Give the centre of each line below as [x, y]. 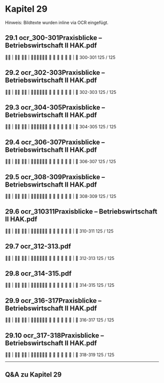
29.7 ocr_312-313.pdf [38, 246]
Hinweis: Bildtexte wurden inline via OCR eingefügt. [57, 22]
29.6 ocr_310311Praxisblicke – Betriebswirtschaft [81, 212]
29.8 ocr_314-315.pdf [38, 274]
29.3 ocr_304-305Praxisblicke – [55, 107]
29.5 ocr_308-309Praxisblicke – [55, 177]
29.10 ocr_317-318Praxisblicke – [54, 335]
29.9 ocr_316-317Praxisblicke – [53, 301]
